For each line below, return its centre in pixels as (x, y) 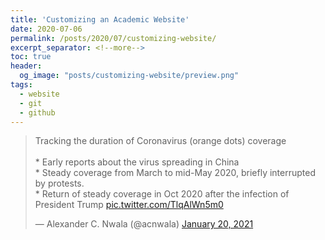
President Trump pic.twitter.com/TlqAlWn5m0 (129, 205)
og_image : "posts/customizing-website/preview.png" (129, 76)
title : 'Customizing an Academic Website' (100, 19)
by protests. (59, 183)
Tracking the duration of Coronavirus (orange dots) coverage (160, 141)
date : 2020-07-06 (46, 29)
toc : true (31, 57)
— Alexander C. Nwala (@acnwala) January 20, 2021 (144, 224)
